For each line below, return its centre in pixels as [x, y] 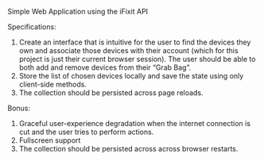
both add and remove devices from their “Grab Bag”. [105, 67]
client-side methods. [52, 84]
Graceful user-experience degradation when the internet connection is [135, 123]
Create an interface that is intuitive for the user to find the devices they [135, 42]
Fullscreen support [50, 140]
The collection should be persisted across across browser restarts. [128, 149]
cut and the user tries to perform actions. [86, 132]
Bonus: [19, 108]
